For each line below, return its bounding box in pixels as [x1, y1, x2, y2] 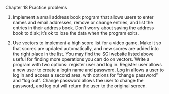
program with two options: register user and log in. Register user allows [12, 62, 162, 67]
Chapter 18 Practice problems [5, 5, 67, 10]
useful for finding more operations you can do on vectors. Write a [12, 56, 150, 62]
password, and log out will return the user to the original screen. [12, 83, 147, 89]
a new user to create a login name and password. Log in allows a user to [12, 67, 164, 73]
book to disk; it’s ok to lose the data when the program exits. [12, 30, 139, 36]
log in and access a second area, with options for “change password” [12, 72, 158, 78]
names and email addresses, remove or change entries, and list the [12, 20, 153, 25]
